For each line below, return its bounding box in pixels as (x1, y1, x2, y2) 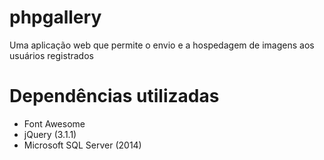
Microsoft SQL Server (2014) (23, 139, 142, 151)
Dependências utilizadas (9, 85, 220, 108)
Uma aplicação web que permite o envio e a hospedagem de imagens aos (9, 39, 315, 51)
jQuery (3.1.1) (23, 128, 77, 140)
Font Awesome (23, 117, 86, 130)
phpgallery (9, 6, 102, 29)
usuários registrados (9, 49, 94, 61)
